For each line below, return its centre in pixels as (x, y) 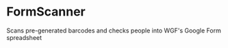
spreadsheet (24, 37)
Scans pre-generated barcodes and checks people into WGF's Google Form (114, 30)
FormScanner (46, 12)
